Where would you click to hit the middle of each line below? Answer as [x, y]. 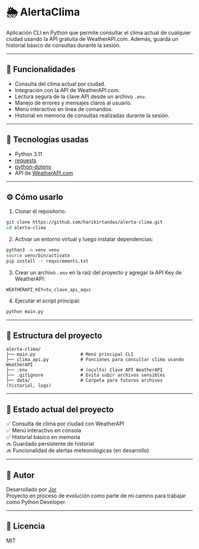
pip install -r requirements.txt [47, 261]
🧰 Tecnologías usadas [47, 140]
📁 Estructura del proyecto [54, 336]
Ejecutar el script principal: [47, 301]
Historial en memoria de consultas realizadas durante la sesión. [92, 115]
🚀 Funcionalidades [41, 70]
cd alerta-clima [26, 228]
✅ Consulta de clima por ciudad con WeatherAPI [65, 424]
